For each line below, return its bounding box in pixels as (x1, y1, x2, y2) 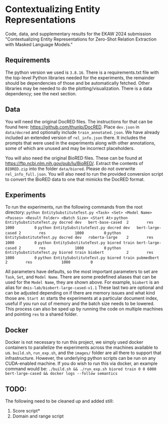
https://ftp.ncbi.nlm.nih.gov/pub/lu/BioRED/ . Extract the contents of (5, 160, 143, 166)
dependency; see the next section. (5, 90, 77, 96)
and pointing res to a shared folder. (5, 311, 78, 317)
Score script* (12, 408, 40, 413)
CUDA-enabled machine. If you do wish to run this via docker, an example (5, 360, 158, 367)
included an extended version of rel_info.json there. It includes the (5, 134, 146, 140)
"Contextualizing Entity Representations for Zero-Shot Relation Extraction (5, 36, 157, 42)
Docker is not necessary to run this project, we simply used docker (5, 339, 144, 345)
